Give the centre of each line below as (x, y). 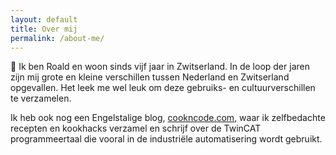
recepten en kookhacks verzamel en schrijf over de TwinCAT (136, 128)
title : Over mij (44, 29)
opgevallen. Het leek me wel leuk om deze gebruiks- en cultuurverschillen (163, 88)
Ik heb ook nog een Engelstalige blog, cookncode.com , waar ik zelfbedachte (168, 118)
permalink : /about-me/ (57, 38)
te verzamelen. (41, 98)
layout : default (44, 19)
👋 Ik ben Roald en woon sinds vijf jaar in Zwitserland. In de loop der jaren (160, 67)
